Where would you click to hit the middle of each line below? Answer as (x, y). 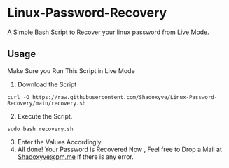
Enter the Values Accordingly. (60, 142)
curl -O (19, 97)
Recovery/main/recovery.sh (47, 103)
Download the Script (47, 84)
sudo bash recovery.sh (40, 129)
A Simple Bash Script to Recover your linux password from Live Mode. (109, 32)
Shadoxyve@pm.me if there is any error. (76, 156)
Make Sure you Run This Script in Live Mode (71, 70)
